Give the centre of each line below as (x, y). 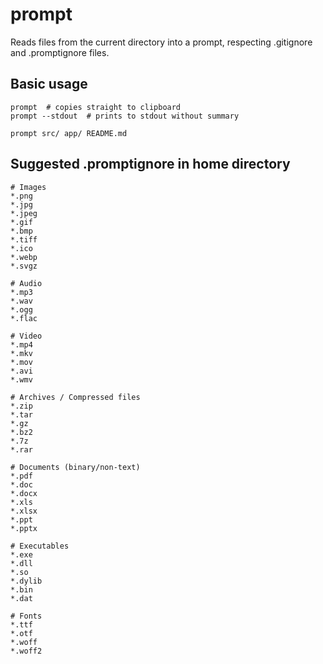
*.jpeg (24, 213)
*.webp (24, 257)
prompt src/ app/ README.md (69, 133)
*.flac (24, 318)
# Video (26, 336)
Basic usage (49, 84)
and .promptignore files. (60, 52)
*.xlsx (24, 511)
